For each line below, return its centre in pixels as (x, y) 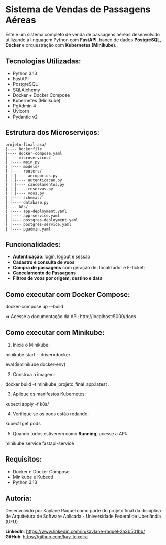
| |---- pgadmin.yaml (28, 229)
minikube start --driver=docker (38, 354)
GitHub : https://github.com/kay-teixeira (46, 537)
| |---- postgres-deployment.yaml (42, 220)
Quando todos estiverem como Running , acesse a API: (70, 433)
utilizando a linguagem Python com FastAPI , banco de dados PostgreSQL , (83, 40)
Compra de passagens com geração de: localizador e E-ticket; (79, 268)
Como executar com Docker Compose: (68, 294)
